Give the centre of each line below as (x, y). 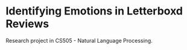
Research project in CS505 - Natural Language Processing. (79, 40)
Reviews (27, 24)
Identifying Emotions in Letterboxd (94, 11)
